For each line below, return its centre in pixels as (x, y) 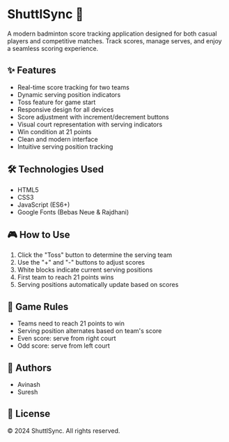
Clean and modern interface (58, 139)
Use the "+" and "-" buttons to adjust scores (81, 263)
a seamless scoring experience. (53, 48)
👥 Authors (30, 368)
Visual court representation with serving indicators (90, 124)
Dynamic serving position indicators (69, 94)
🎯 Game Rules (38, 307)
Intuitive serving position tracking (65, 147)
